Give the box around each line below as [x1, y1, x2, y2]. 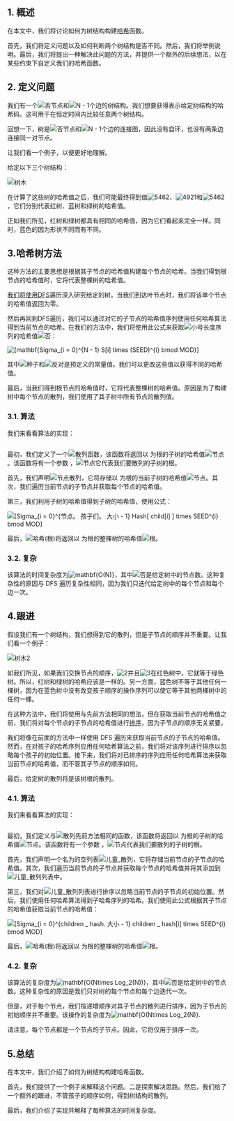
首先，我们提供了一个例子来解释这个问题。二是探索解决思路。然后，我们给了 [7, 1083, 227, 1091]
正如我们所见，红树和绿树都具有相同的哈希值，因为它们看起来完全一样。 [7, 216, 214, 225]
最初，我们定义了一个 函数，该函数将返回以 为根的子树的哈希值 [7, 450, 205, 458]
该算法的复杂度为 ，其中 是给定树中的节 [7, 979, 221, 987]
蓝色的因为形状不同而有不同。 [19, 225, 105, 233]
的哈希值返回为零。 [7, 300, 63, 308]
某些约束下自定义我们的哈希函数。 [7, 59, 105, 67]
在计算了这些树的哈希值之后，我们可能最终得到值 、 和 [7, 193, 203, 201]
